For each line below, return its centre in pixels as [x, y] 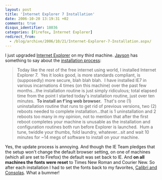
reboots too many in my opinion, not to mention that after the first [83, 116]
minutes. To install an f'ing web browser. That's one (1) [74, 101]
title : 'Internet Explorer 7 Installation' [50, 14]
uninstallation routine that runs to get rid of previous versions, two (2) [87, 106]
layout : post [18, 10]
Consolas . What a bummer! [32, 172]
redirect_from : [20, 37]
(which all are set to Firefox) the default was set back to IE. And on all [75, 157]
